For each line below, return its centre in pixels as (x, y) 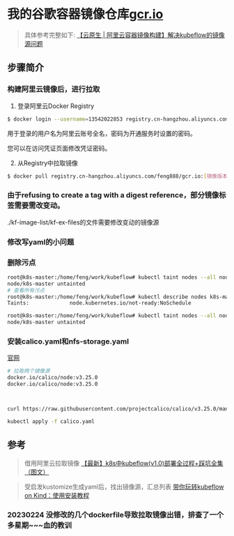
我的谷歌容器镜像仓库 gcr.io (85, 14)
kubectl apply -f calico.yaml (51, 421)
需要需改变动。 (39, 206)
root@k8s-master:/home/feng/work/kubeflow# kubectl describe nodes (107, 297)
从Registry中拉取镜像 (48, 163)
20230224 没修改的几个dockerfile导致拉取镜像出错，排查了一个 (116, 515)
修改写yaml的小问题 (41, 242)
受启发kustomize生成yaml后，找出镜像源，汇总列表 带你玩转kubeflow (124, 487)
